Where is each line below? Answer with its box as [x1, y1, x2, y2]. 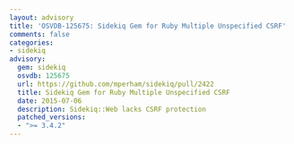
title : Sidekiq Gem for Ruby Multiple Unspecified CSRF [17, 88, 230, 97]
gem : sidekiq [17, 64, 66, 72]
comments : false [9, 30, 70, 38]
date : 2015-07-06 [17, 96, 82, 106]
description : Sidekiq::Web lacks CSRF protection [17, 105, 206, 114]
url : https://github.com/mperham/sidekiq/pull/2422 [17, 80, 215, 89]
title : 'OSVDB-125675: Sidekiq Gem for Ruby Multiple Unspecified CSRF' [9, 21, 287, 30]
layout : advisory [9, 13, 74, 22]
